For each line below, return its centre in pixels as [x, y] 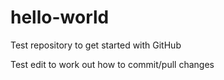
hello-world [60, 17]
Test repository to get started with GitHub [96, 45]
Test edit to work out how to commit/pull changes [112, 64]
